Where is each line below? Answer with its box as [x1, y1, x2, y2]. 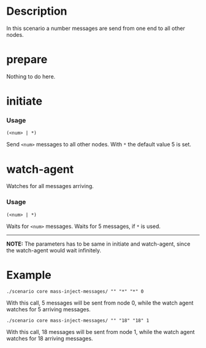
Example [6, 268, 51, 282]
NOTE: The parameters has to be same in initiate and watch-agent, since [6, 240, 191, 248]
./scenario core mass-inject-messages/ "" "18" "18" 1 [6, 317, 150, 323]
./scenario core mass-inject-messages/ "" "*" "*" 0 [6, 288, 144, 295]
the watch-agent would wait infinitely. [6, 246, 102, 254]
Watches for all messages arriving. [6, 183, 94, 190]
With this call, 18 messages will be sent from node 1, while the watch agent [6, 328, 195, 335]
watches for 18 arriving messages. [6, 335, 93, 342]
